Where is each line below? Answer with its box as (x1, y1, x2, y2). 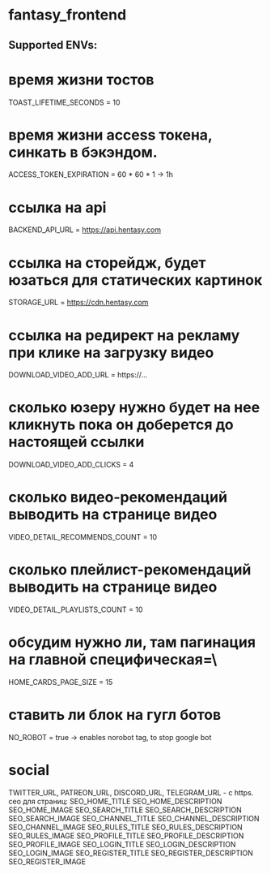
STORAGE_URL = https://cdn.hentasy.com (8, 298, 149, 308)
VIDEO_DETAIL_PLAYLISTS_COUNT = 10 (8, 605, 143, 614)
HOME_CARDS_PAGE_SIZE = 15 (8, 678, 113, 687)
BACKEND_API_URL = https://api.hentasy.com (8, 225, 162, 235)
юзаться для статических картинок (8, 270, 263, 289)
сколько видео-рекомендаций (8, 489, 228, 506)
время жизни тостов (8, 71, 155, 88)
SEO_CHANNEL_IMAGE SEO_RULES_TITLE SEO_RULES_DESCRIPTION (8, 822, 243, 832)
